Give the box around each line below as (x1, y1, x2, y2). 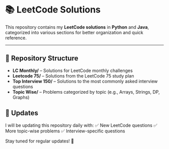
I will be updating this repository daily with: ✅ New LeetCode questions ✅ (5, 122, 157, 128)
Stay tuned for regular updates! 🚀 (5, 138, 74, 144)
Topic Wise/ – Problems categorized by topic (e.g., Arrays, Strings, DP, (12, 89, 160, 95)
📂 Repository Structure (5, 54, 78, 63)
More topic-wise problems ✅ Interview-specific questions (5, 128, 125, 134)
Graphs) (12, 94, 30, 100)
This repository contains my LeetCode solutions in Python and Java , (5, 24, 149, 30)
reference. (5, 35, 27, 41)
